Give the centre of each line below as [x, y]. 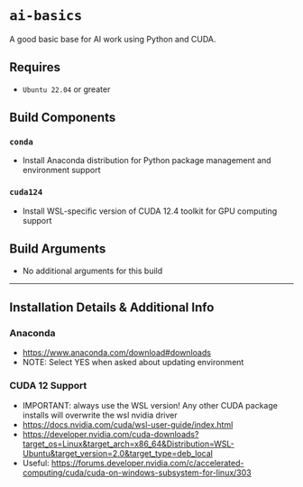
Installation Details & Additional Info [112, 307]
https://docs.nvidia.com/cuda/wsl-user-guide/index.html [128, 424]
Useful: [36, 463]
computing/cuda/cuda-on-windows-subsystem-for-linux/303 [137, 473]
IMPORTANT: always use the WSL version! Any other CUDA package [150, 405]
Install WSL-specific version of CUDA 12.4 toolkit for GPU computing [150, 211]
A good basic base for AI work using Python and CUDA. [113, 39]
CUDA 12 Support [48, 386]
